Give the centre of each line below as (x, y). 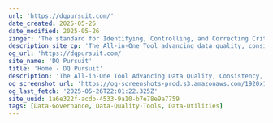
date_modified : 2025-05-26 (54, 31)
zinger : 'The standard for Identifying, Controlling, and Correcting (129, 38)
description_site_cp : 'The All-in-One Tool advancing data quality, (127, 46)
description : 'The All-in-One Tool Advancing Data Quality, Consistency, (136, 76)
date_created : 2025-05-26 (52, 23)
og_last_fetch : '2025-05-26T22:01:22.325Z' (83, 91)
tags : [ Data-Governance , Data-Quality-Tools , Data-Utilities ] (116, 106)
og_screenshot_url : (41, 83)
